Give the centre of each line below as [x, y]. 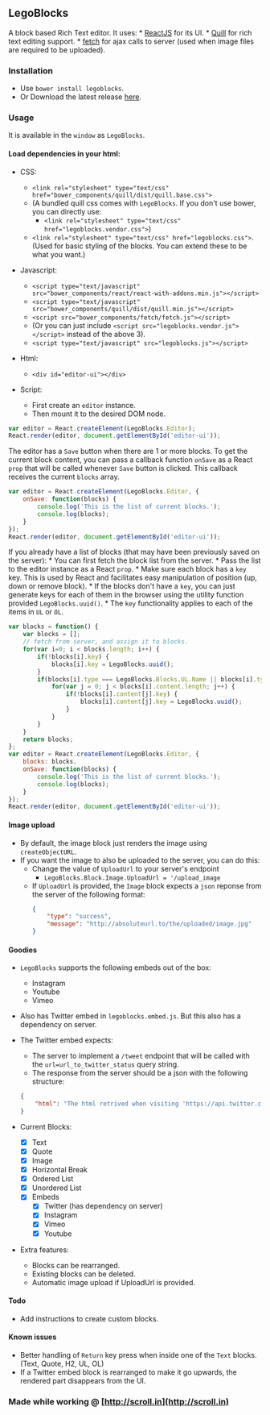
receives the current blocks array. [64, 477]
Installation [31, 70]
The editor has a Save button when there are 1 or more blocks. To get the [128, 452]
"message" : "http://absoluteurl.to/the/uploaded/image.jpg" [149, 924]
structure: [48, 1082]
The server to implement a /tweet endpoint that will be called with [141, 1056]
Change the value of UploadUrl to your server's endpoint [125, 868]
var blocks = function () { [53, 627]
